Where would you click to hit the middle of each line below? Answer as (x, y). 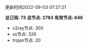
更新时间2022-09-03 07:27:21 (36, 7)
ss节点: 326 (24, 34)
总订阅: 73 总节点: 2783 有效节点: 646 (44, 18)
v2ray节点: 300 (28, 28)
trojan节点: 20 (26, 40)
